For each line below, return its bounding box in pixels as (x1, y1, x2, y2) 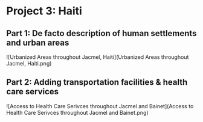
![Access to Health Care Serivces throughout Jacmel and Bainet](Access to (6, 102, 194, 109)
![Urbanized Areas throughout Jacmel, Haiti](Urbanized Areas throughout (6, 53, 189, 61)
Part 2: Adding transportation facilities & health (6, 77, 188, 88)
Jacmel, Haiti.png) (6, 60, 52, 67)
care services (6, 87, 59, 97)
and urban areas (6, 37, 69, 47)
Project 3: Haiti (6, 4, 83, 18)
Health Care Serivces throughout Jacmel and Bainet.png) (6, 109, 149, 116)
